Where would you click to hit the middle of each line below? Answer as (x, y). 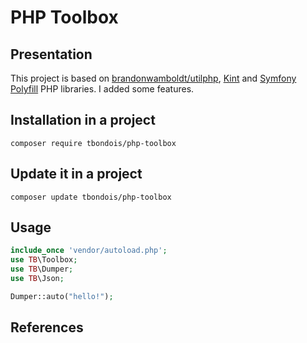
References (47, 327)
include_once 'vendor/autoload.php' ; (89, 251)
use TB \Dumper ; (42, 269)
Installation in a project (83, 120)
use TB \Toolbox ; (44, 260)
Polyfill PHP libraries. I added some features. (102, 89)
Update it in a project (76, 174)
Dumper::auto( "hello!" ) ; (62, 296)
